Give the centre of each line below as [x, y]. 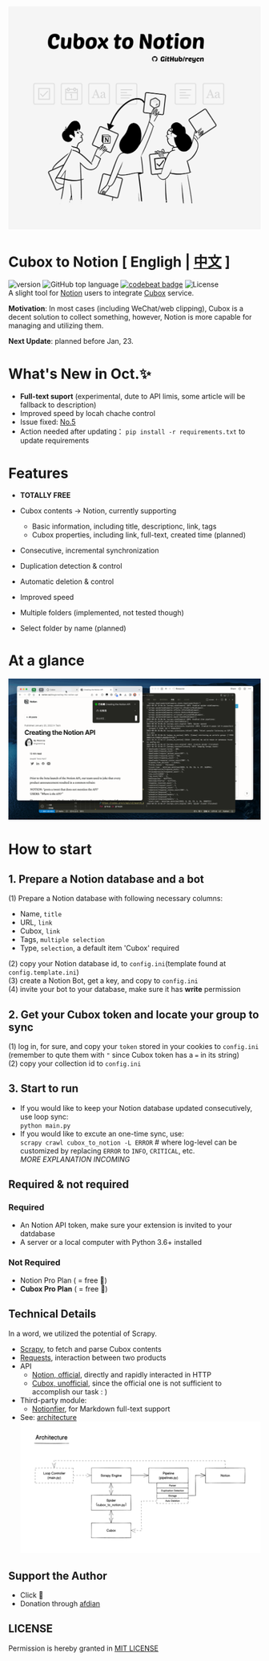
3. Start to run [43, 1089]
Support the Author [58, 1575]
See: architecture [48, 1417]
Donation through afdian [60, 1604]
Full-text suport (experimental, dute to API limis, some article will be [132, 397]
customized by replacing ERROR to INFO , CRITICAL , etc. [107, 1150]
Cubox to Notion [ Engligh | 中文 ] [119, 261]
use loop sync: [44, 1116]
